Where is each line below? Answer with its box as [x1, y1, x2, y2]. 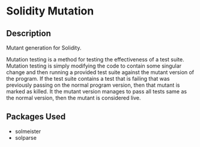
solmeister [14, 128, 41, 135]
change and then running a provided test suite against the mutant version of [6, 69, 195, 76]
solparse [14, 134, 37, 141]
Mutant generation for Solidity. [6, 44, 82, 51]
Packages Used [6, 111, 66, 122]
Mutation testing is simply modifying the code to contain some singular [6, 62, 182, 69]
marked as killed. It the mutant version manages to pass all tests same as [6, 88, 187, 95]
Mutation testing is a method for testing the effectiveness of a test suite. [6, 56, 184, 63]
